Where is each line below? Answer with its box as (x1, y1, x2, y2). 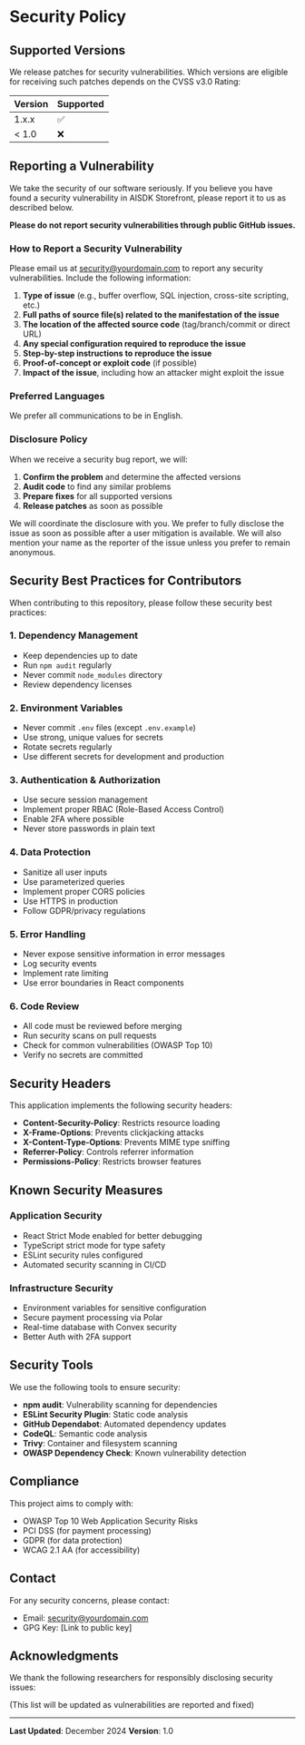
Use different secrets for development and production (22, 751, 225, 762)
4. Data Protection (9, 846, 91, 858)
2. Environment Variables (9, 701, 123, 714)
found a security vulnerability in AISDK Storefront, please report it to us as (9, 192, 287, 203)
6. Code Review (9, 1000, 80, 1013)
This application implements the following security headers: (9, 1100, 233, 1111)
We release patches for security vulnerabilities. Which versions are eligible (9, 66, 289, 77)
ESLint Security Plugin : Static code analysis (22, 1408, 189, 1419)
